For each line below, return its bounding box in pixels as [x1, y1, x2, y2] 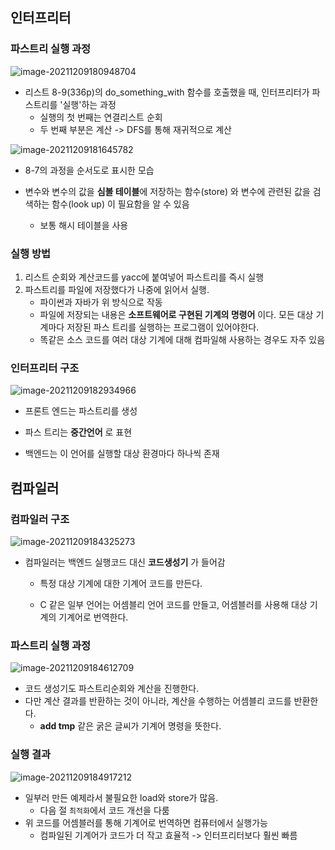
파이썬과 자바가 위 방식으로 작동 [39, 296, 163, 308]
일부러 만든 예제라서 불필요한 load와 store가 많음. [24, 791, 219, 803]
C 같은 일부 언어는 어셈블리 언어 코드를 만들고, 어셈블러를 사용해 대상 [39, 598, 308, 610]
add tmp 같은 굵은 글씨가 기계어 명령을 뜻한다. [39, 720, 222, 732]
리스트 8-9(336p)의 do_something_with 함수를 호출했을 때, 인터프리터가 [24, 86, 310, 98]
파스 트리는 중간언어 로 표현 [24, 426, 133, 438]
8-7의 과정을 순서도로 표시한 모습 [24, 164, 155, 176]
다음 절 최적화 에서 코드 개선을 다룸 [39, 804, 170, 816]
